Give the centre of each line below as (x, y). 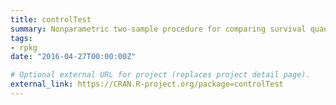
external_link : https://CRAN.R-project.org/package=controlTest (147, 84)
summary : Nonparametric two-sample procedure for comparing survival (158, 29)
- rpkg (24, 47)
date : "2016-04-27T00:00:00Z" (73, 57)
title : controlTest (51, 19)
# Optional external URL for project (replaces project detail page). (160, 75)
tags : (21, 38)
